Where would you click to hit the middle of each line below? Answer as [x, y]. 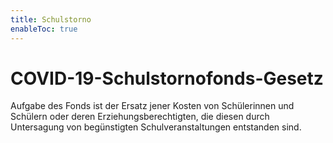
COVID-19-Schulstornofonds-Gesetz [167, 78]
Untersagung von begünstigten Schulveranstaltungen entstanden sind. [156, 127]
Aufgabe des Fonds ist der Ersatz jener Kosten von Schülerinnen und [152, 106]
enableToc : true [44, 29]
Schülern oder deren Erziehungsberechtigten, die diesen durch [140, 117]
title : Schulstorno [51, 19]
